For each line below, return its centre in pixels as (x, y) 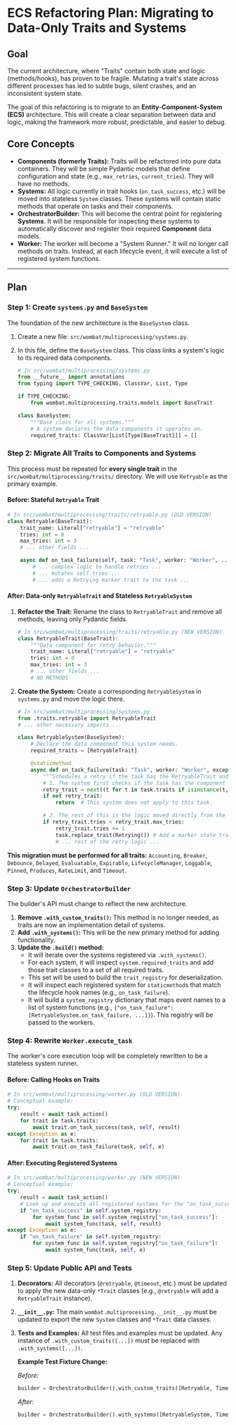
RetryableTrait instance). (55, 1298)
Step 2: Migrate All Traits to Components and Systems (102, 453)
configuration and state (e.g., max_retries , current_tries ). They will (116, 176)
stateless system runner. (43, 1063)
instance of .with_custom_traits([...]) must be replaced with (109, 1340)
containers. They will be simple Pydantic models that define (104, 169)
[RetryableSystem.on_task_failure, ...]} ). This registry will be (120, 1015)
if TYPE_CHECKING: (44, 396)
